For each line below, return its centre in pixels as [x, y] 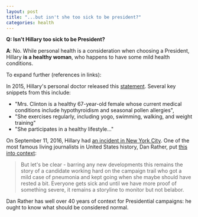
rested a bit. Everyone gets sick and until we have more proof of [99, 183]
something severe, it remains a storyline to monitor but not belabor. [102, 190]
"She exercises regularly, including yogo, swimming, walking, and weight [103, 116]
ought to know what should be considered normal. [67, 208]
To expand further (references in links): [54, 75]
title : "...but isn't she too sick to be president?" [74, 17]
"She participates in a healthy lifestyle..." [64, 129]
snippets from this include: [38, 93]
